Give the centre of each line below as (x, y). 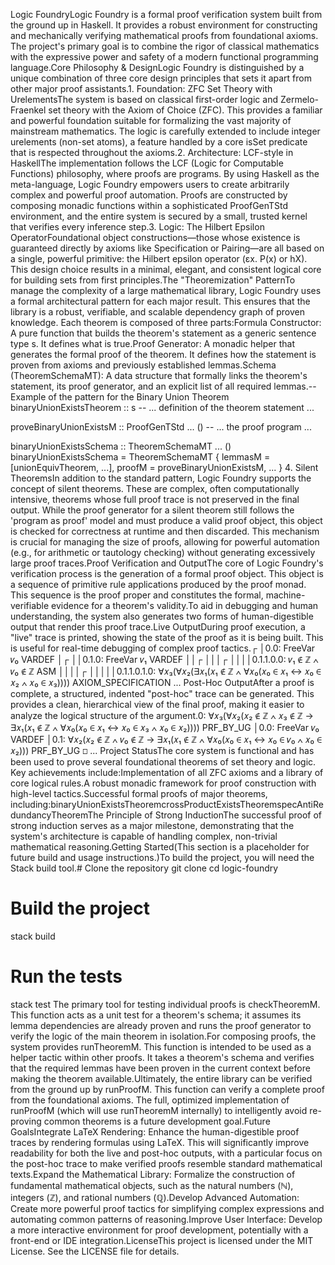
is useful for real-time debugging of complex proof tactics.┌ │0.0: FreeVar (163, 648)
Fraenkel (28, 110)
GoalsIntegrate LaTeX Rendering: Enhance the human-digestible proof (155, 1131)
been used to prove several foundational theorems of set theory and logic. (163, 762)
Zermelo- (299, 99)
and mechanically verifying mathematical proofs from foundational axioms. (164, 35)
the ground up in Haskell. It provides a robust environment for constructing (164, 25)
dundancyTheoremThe (57, 815)
